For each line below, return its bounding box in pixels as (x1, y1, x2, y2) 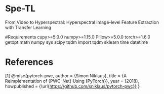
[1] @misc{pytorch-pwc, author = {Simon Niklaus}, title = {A (5, 72, 127, 79)
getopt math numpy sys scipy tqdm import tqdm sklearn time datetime (5, 39, 148, 45)
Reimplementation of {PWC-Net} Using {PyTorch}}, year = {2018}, (5, 78, 140, 84)
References (5, 57, 53, 68)
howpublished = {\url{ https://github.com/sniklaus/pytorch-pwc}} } (5, 83, 140, 89)
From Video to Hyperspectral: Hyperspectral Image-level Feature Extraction (5, 19, 159, 25)
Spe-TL (5, 3, 36, 14)
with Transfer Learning (5, 24, 51, 30)
